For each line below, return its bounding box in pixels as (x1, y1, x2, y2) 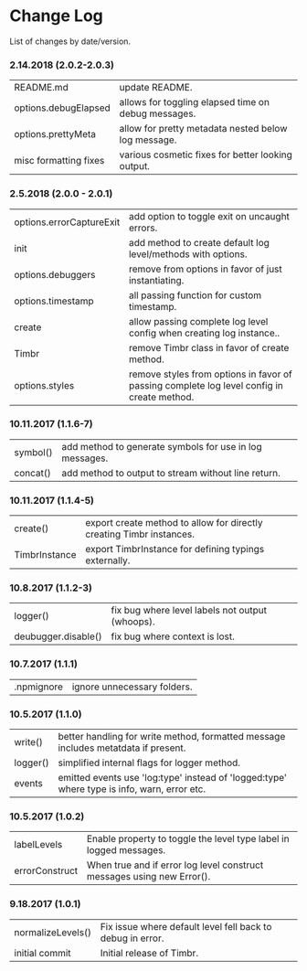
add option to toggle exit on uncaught (128, 209, 291, 222)
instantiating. (128, 273, 185, 286)
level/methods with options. (128, 248, 248, 261)
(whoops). (111, 615, 155, 628)
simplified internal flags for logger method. (58, 756, 240, 769)
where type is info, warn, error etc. (58, 783, 206, 795)
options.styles (14, 379, 75, 391)
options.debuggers (14, 268, 96, 281)
